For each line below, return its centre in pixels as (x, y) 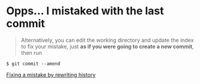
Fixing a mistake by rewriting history (51, 74)
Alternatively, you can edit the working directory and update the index (107, 40)
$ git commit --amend (33, 64)
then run (31, 52)
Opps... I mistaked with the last (85, 11)
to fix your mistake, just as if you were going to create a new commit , (107, 46)
